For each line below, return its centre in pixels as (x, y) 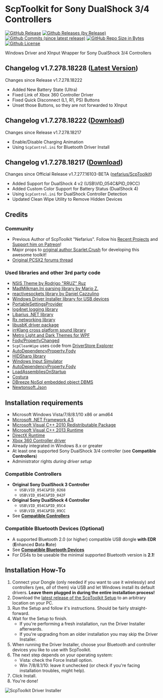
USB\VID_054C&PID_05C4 (42, 506)
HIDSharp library (29, 356)
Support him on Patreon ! (37, 244)
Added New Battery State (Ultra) (45, 90)
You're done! (25, 681)
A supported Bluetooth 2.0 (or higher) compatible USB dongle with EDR (84, 539)
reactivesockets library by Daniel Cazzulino (56, 294)
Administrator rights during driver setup (52, 462)
